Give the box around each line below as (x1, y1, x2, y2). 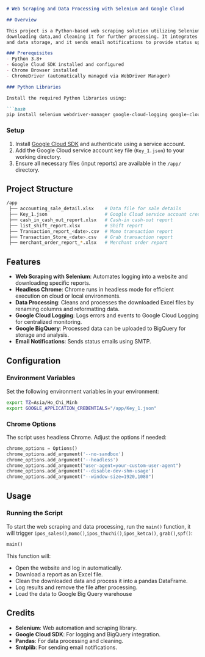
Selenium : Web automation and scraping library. (15, 624, 137, 631)
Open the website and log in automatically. (15, 564, 123, 571)
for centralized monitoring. (15, 318, 82, 326)
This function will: (6, 552, 51, 559)
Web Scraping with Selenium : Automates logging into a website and (15, 273, 188, 281)
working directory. (15, 153, 62, 160)
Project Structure (6, 183, 73, 194)
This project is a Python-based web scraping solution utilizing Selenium (6, 28, 201, 34)
